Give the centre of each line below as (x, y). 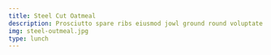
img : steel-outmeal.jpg (49, 31)
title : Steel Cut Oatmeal (52, 16)
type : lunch (28, 38)
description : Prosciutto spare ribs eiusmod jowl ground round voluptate (136, 23)
